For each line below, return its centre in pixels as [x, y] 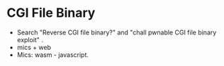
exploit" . [30, 39]
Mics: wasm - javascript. [53, 55]
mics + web [34, 47]
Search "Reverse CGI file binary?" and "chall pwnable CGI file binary [117, 32]
